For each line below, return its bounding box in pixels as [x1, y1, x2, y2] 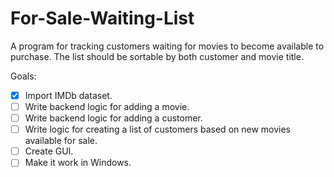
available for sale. [24, 135, 98, 147]
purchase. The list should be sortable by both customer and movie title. [10, 50, 304, 62]
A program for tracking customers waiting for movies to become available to [10, 40, 325, 52]
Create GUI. [24, 145, 74, 157]
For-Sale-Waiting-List [10, 7, 195, 30]
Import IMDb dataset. [24, 89, 113, 101]
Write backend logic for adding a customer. [24, 112, 203, 124]
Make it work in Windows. [24, 157, 132, 169]
